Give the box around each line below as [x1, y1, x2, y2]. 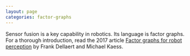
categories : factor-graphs [5, 14, 72, 20]
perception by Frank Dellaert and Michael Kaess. [5, 42, 124, 50]
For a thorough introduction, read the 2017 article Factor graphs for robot [5, 37, 182, 44]
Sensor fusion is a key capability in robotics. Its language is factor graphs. [5, 30, 185, 37]
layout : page [5, 8, 38, 15]
